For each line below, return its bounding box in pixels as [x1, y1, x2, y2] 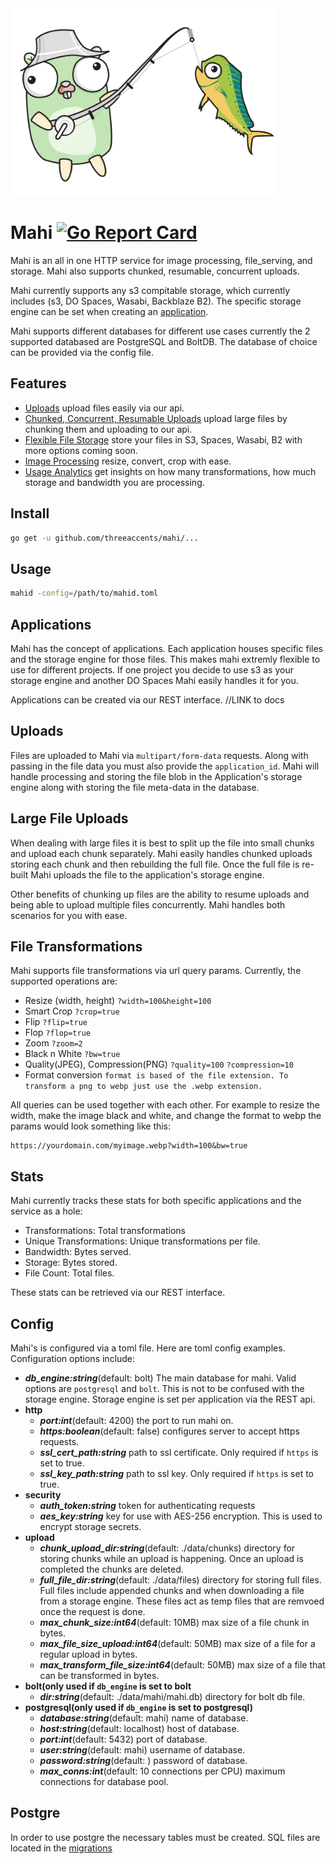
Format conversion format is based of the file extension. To [24, 1069, 289, 1081]
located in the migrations [10, 1842, 113, 1854]
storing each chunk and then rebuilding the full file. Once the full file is [10, 858, 300, 870]
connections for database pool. [39, 1776, 169, 1787]
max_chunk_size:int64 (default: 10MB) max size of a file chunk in [39, 1617, 310, 1628]
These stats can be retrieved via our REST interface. [10, 1287, 226, 1299]
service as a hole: [10, 1205, 83, 1217]
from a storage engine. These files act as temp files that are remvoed [39, 1595, 325, 1607]
